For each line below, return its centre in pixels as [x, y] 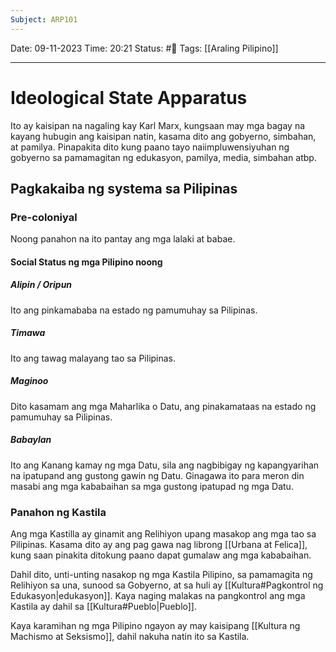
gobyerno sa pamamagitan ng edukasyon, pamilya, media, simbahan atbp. [163, 157]
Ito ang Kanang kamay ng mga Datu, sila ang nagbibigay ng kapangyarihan [165, 465]
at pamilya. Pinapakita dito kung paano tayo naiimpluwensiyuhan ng [150, 147]
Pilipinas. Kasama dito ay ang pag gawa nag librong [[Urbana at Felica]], [159, 545]
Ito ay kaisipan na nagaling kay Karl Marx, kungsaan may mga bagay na [158, 125]
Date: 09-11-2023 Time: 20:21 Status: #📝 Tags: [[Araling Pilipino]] [144, 48]
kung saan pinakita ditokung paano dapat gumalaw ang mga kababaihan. [161, 555]
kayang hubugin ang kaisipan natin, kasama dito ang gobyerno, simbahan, [163, 136]
